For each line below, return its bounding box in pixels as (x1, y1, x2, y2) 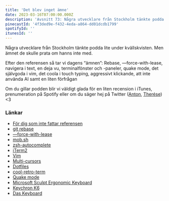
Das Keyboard (12, 190, 43, 196)
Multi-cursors (12, 158, 41, 164)
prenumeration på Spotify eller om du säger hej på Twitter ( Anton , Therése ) (5, 91, 162, 97)
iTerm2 (12, 147, 28, 154)
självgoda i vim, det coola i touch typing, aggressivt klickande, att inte (5, 71, 151, 76)
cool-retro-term (12, 169, 46, 175)
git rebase (12, 126, 34, 132)
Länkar (5, 109, 23, 116)
